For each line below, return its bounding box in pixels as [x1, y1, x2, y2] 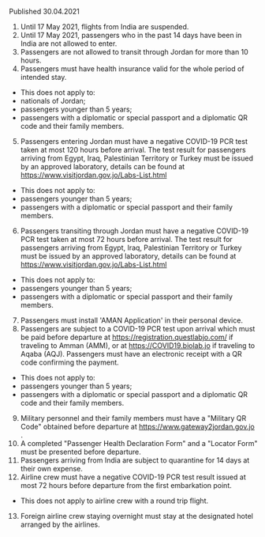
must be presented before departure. [20, 447, 141, 456]
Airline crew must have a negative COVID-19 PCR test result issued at [20, 472, 247, 482]
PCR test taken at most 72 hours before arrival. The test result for [20, 235, 233, 244]
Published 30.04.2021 [9, 7, 80, 16]
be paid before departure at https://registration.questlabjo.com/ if [20, 332, 233, 342]
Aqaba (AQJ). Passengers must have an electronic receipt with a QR [20, 350, 243, 358]
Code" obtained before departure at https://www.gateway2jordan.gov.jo [20, 422, 255, 431]
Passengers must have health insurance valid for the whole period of [20, 64, 244, 74]
